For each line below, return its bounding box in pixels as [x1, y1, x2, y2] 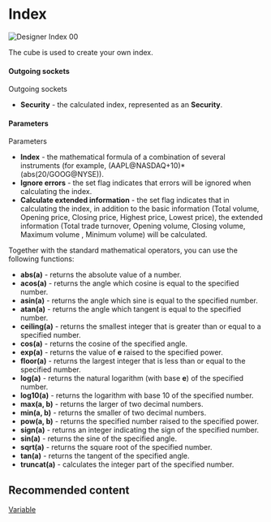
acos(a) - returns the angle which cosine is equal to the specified [19, 278, 239, 288]
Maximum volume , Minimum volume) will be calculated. [19, 230, 208, 239]
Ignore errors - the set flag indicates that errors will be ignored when [19, 178, 252, 188]
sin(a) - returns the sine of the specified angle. [19, 434, 177, 443]
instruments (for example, [19, 161, 107, 170]
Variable [8, 505, 37, 515]
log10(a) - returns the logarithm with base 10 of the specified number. [19, 390, 254, 400]
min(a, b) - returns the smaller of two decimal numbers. [19, 408, 207, 418]
